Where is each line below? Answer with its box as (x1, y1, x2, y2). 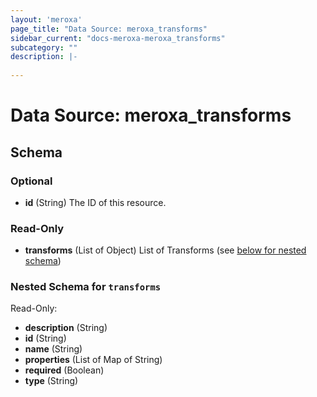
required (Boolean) (24, 364, 105, 376)
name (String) (24, 343, 83, 355)
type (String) (24, 375, 79, 387)
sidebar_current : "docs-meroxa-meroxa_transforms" (10, 33, 226, 43)
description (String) (24, 322, 108, 334)
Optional (10, 174, 53, 188)
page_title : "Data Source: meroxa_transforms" (10, 24, 208, 34)
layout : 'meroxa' (10, 14, 83, 25)
